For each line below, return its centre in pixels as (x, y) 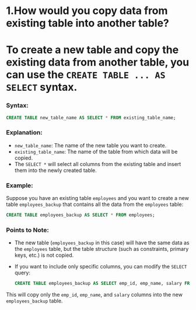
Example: (20, 185)
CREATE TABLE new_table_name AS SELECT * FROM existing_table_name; (91, 118)
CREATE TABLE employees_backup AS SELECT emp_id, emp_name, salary (98, 284)
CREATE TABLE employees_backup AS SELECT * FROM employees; (81, 215)
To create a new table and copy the (92, 50)
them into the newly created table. (56, 170)
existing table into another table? (87, 23)
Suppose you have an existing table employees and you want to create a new (98, 198)
